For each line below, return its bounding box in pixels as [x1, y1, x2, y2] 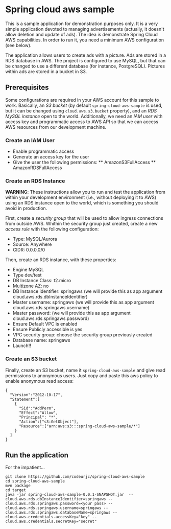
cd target [5, 488, 27, 493]
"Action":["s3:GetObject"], [18, 419, 79, 424]
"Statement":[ [10, 397, 40, 402]
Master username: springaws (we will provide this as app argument [12, 299, 155, 305]
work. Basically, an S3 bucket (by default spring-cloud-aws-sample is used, [5, 102, 162, 108]
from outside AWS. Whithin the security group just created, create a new [5, 221, 158, 227]
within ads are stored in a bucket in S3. [5, 68, 87, 75]
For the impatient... [5, 464, 45, 471]
